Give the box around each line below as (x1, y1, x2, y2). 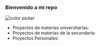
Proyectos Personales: (12, 35, 59, 41)
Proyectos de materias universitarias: (12, 25, 89, 31)
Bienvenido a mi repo (5, 4, 57, 11)
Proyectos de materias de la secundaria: (12, 30, 96, 36)
